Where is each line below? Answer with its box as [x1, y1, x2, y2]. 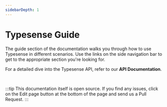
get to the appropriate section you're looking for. [5, 56, 105, 62]
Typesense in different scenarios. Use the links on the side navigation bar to [5, 51, 162, 57]
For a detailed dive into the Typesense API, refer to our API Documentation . [5, 66, 162, 72]
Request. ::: [5, 96, 29, 102]
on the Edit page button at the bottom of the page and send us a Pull [5, 91, 147, 97]
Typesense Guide [5, 29, 80, 40]
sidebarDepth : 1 [5, 7, 39, 13]
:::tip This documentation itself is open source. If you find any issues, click [5, 85, 158, 91]
